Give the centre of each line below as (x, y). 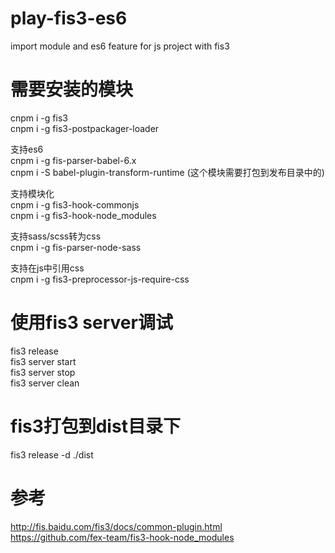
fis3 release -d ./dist (52, 454)
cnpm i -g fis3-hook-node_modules (83, 215)
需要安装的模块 (72, 89)
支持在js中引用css (47, 268)
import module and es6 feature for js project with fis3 (120, 46)
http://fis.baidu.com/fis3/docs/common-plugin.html (116, 526)
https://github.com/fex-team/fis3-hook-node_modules (122, 537)
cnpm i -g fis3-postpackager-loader (85, 128)
